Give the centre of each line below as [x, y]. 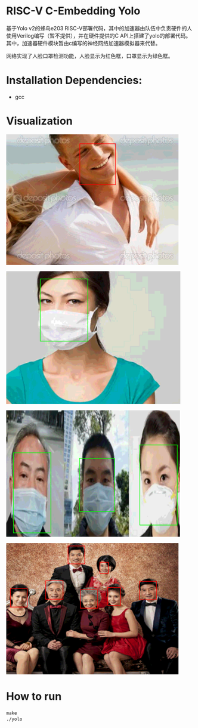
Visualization [39, 121]
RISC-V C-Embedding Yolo [73, 11]
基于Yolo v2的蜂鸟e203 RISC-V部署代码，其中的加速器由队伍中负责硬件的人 [99, 28]
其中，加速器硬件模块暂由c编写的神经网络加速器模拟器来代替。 [83, 43]
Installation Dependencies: [74, 80]
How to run [34, 696]
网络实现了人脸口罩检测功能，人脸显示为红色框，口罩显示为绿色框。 [90, 55]
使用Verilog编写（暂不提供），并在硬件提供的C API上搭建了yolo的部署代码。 [99, 36]
